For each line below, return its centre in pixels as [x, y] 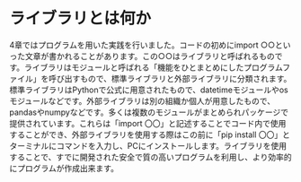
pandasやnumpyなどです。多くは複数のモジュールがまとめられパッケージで [149, 112]
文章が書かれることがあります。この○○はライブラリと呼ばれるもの [150, 56]
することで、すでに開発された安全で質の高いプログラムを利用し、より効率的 [150, 157]
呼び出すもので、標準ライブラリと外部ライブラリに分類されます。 [170, 78]
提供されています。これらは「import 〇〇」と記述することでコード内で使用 [148, 123]
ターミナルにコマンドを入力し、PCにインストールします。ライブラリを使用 [148, 145]
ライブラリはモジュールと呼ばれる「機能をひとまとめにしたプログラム [153, 67]
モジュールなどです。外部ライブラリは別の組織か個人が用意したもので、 [142, 100]
